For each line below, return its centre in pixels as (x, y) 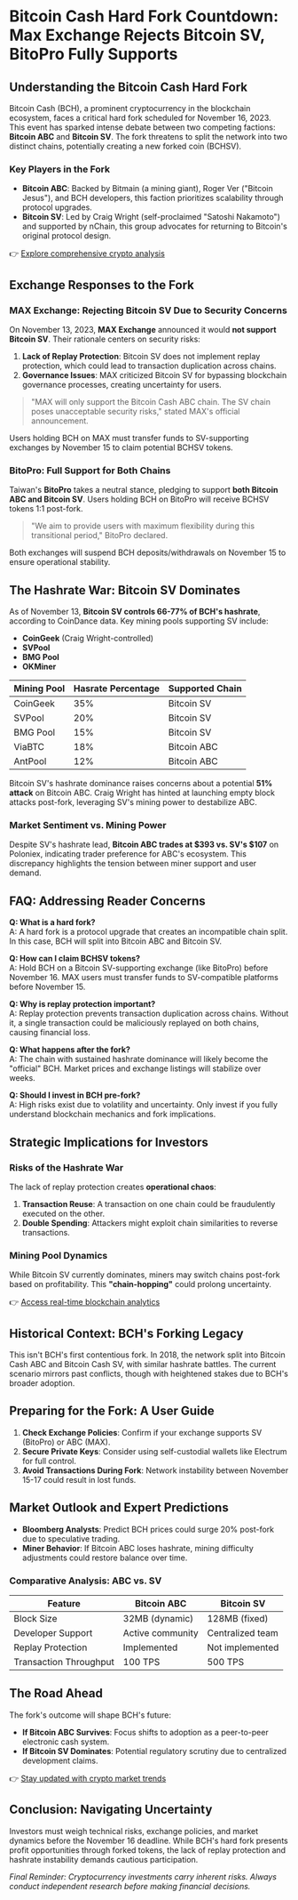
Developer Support (53, 1632)
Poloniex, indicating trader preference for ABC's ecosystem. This (128, 854)
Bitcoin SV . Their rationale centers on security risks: (105, 339)
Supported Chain (205, 688)
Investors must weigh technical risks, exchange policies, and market (134, 1831)
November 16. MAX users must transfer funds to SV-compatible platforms (144, 978)
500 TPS (226, 1662)
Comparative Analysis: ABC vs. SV (86, 1581)
